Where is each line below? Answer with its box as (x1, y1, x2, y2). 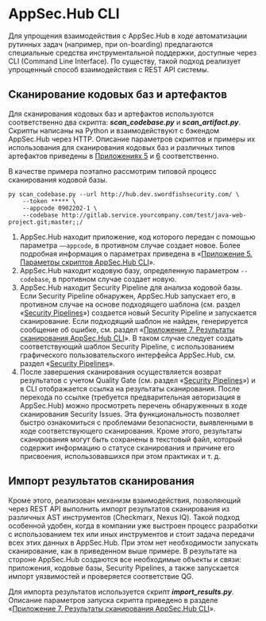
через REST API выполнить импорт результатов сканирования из (8, 503, 230, 513)
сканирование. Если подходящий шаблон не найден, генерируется (19, 316, 249, 326)
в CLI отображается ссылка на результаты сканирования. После (19, 384, 241, 393)
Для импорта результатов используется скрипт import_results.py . (8, 587, 234, 596)
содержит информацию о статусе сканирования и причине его (19, 442, 235, 453)
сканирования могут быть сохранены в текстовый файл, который (19, 434, 243, 444)
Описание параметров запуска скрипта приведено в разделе (8, 595, 218, 604)
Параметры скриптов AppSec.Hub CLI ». (19, 257, 156, 267)
